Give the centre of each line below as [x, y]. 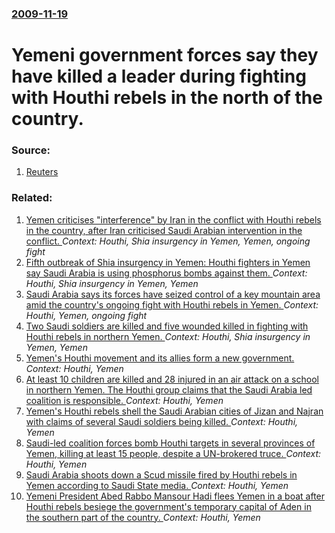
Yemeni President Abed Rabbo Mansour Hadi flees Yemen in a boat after [175, 496]
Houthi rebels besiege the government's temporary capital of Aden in [168, 506]
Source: [31, 150]
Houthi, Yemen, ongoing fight [86, 315]
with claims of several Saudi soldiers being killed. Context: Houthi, [162, 421]
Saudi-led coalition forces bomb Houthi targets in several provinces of [170, 443]
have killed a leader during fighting [159, 76]
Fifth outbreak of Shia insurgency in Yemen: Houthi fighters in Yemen [168, 262]
